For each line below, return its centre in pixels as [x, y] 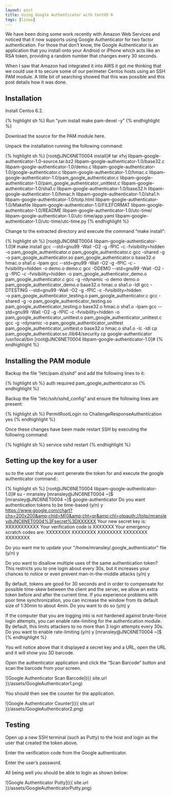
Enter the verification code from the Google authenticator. [66, 752]
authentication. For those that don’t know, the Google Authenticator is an [82, 45]
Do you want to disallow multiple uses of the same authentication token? [82, 563]
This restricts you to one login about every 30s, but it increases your [77, 568]
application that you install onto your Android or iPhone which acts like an [83, 51]
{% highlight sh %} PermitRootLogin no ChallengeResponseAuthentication [84, 414]
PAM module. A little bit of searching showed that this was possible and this [85, 77]
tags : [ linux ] [20, 19]
